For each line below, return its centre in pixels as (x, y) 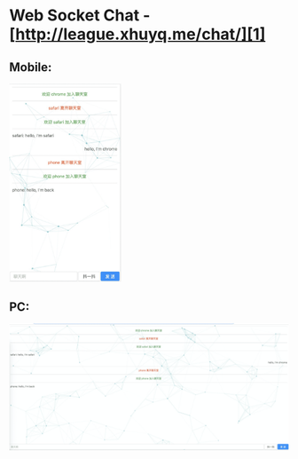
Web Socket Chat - (80, 16)
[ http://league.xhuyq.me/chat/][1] (137, 34)
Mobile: (31, 67)
